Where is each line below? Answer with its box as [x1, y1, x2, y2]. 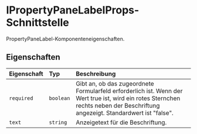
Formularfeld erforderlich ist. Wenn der [76, 87, 183, 95]
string [49, 119, 67, 126]
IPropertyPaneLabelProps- [6, 4, 140, 17]
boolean [49, 95, 70, 101]
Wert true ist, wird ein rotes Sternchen [76, 94, 181, 102]
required [9, 95, 33, 101]
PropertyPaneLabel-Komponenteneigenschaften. [6, 35, 125, 42]
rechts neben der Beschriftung [76, 101, 160, 109]
